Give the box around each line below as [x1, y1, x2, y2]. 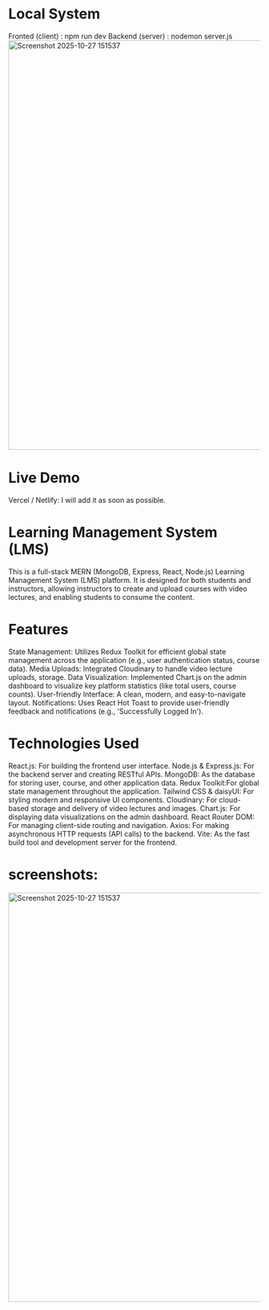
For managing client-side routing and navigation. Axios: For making [8, 820, 230, 830]
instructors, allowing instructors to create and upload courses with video [8, 584, 247, 593]
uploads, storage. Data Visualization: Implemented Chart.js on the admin [8, 672, 247, 681]
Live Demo [8, 469, 80, 487]
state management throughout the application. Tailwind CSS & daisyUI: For [8, 786, 255, 796]
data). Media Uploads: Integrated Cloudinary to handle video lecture [8, 664, 233, 673]
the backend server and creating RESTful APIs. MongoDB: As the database [8, 770, 255, 779]
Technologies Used [8, 734, 140, 753]
